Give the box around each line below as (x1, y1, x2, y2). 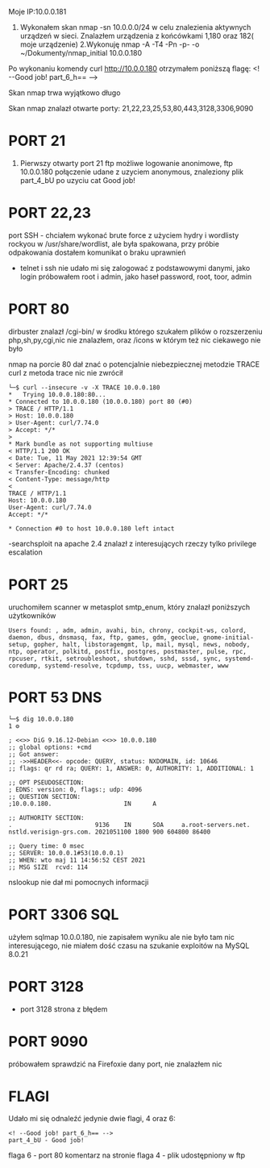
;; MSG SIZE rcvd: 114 (8, 862, 89, 871)
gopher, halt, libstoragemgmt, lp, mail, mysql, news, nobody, (33, 640, 251, 648)
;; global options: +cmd (8, 743, 92, 751)
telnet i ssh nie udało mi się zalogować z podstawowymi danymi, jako (19, 263, 251, 272)
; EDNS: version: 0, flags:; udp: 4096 (8, 785, 143, 793)
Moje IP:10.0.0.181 (8, 7, 67, 16)
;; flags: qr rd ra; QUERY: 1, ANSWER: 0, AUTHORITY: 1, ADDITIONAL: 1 (8, 764, 254, 772)
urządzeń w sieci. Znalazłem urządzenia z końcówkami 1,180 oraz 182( (19, 31, 254, 40)
